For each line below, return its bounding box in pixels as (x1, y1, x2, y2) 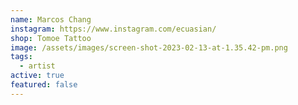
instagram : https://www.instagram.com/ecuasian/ (10, 24, 217, 34)
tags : (10, 52, 33, 62)
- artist (19, 61, 56, 71)
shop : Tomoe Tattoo (10, 33, 92, 43)
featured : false (10, 80, 78, 90)
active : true (10, 71, 65, 81)
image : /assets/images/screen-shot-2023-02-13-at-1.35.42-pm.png (10, 42, 288, 53)
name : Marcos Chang (10, 14, 92, 25)
